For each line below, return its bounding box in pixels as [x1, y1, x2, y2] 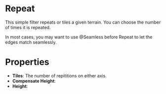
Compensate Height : [12, 78, 56, 84]
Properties [5, 57, 49, 68]
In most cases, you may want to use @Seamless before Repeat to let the [5, 34, 153, 40]
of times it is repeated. [5, 24, 51, 30]
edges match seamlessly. [5, 39, 57, 45]
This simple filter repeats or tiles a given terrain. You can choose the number [5, 19, 161, 25]
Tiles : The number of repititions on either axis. [12, 72, 107, 79]
